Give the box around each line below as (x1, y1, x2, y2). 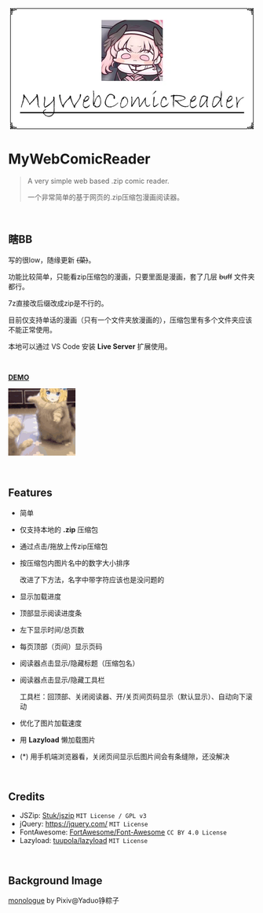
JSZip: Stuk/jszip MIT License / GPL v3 (19, 811, 147, 820)
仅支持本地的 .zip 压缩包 (19, 525, 98, 534)
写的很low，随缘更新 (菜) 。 (8, 255, 96, 265)
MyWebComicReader (8, 150, 151, 168)
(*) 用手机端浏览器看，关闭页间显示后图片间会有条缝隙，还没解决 (19, 751, 230, 761)
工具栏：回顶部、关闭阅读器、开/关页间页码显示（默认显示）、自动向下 (19, 691, 246, 701)
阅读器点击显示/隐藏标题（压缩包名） (19, 658, 140, 668)
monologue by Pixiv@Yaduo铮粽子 (8, 896, 120, 905)
